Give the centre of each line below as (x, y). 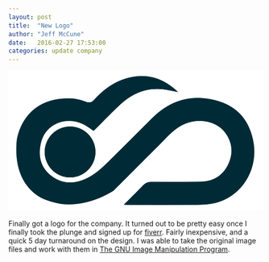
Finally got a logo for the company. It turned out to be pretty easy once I (128, 223)
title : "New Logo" (41, 25)
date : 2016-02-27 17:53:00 (57, 43)
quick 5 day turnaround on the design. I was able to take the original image (132, 240)
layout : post (30, 17)
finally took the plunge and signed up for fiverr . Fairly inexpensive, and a (128, 232)
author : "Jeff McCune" (46, 34)
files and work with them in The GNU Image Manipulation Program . (119, 249)
